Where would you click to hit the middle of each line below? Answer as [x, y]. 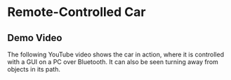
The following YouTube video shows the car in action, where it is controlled [116, 54]
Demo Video [35, 38]
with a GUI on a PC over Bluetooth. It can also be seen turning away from [113, 62]
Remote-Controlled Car [77, 12]
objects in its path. [34, 69]
